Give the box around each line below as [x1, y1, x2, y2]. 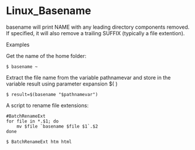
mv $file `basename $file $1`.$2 [16, 123, 98, 129]
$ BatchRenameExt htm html [6, 139, 72, 145]
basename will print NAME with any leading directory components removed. [6, 23, 190, 30]
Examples [6, 41, 30, 48]
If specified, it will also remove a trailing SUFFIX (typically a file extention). [6, 29, 185, 36]
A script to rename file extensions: [6, 101, 89, 109]
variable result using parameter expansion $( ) [6, 80, 118, 87]
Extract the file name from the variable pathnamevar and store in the [6, 74, 171, 81]
